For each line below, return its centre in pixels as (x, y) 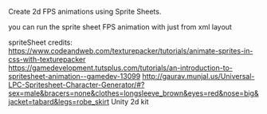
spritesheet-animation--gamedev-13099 (75, 76)
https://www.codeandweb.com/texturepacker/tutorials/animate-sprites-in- (131, 51)
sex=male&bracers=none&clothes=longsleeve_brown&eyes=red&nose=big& (133, 93)
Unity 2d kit (130, 102)
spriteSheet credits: (41, 42)
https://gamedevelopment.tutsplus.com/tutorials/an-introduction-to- (120, 68)
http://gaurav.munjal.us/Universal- (198, 76)
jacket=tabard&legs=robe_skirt (59, 102)
